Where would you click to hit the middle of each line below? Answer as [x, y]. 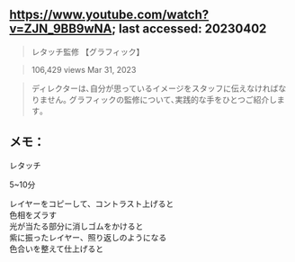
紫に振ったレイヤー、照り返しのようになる [88, 237]
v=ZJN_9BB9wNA [61, 29]
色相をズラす [33, 214]
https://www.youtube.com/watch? [109, 15]
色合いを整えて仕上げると [57, 248]
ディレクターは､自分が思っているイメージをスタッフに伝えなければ [155, 88]
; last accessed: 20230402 [189, 29]
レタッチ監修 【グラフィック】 [88, 51]
